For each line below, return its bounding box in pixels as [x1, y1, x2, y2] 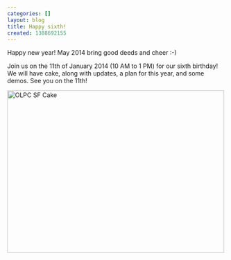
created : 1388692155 [7, 29, 67, 37]
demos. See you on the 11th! [7, 77, 88, 85]
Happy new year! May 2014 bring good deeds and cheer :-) [7, 49, 177, 57]
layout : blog [7, 17, 45, 24]
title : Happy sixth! [7, 23, 67, 30]
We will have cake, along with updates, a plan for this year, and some [7, 69, 205, 78]
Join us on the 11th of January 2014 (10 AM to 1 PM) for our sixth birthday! [7, 62, 219, 70]
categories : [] [7, 10, 51, 17]
